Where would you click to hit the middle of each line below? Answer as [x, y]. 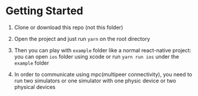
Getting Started [45, 11]
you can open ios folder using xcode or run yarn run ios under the [97, 56]
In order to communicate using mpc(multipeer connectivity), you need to [103, 74]
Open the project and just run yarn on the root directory [82, 39]
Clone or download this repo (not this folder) [68, 27]
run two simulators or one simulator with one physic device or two [95, 81]
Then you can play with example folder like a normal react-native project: [103, 50]
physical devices [35, 87]
